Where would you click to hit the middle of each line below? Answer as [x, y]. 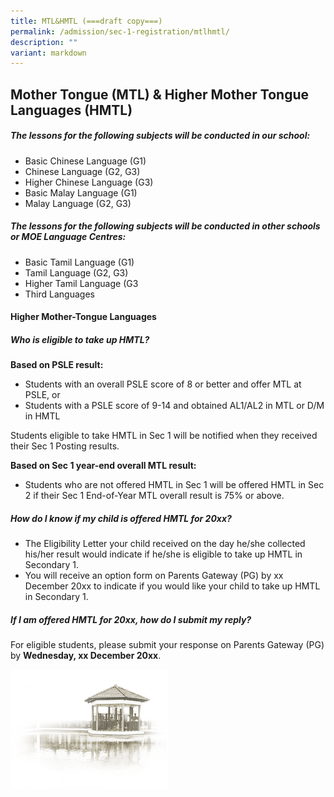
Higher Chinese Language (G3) [89, 182]
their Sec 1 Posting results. [65, 446]
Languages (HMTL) [71, 110]
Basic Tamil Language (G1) [79, 262]
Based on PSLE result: [57, 365]
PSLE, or [42, 395]
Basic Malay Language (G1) [81, 192]
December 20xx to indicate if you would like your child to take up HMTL [172, 586]
